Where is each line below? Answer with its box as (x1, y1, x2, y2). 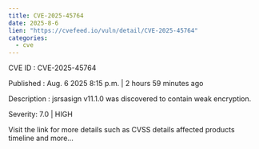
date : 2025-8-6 (8, 19, 59, 27)
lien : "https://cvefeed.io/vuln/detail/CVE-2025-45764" (8, 26, 198, 34)
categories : (8, 33, 48, 42)
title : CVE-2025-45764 (8, 11, 84, 20)
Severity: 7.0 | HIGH (8, 109, 74, 120)
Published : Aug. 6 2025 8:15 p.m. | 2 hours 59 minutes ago (8, 79, 204, 88)
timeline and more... (8, 133, 74, 143)
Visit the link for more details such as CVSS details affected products (8, 125, 235, 135)
